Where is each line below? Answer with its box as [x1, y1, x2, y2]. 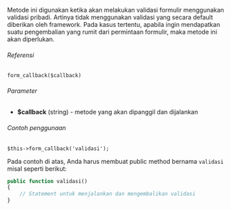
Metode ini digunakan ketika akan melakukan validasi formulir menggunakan [7, 6, 224, 14]
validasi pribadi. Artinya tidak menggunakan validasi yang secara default [7, 13, 213, 21]
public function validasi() [7, 178, 88, 185]
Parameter [7, 86, 38, 95]
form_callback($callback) [7, 72, 81, 79]
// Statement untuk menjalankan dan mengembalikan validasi [19, 191, 196, 198]
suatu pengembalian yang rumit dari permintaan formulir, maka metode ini [7, 28, 217, 36]
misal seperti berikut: [7, 165, 68, 173]
